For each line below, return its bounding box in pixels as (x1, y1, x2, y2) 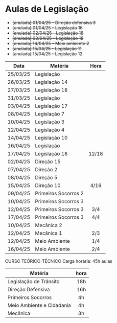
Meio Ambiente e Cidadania (7, 302, 71, 309)
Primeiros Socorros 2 (35, 190, 84, 197)
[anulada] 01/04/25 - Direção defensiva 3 (12, 20, 96, 25)
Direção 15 (35, 158, 61, 165)
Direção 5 (35, 174, 58, 181)
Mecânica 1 (35, 230, 63, 236)
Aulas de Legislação (5, 3, 89, 15)
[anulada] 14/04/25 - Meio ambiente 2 (12, 40, 90, 46)
